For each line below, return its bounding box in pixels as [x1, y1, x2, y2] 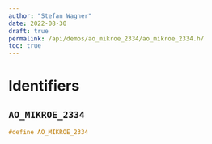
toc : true [8, 42, 42, 50]
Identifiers [8, 77, 80, 95]
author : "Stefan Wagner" [8, 11, 92, 20]
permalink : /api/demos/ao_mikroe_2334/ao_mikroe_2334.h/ [8, 34, 205, 43]
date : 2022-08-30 [8, 19, 67, 28]
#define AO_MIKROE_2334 [8, 129, 89, 137]
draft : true [8, 27, 49, 35]
